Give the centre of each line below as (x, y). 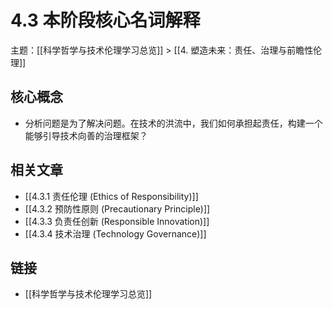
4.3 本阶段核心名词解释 (105, 20)
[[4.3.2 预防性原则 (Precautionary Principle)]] (117, 208)
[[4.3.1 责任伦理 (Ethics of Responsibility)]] (111, 196)
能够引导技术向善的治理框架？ (86, 135)
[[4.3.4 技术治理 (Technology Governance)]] (115, 233)
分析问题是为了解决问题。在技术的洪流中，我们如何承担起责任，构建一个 (173, 123)
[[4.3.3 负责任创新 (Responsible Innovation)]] (117, 221)
